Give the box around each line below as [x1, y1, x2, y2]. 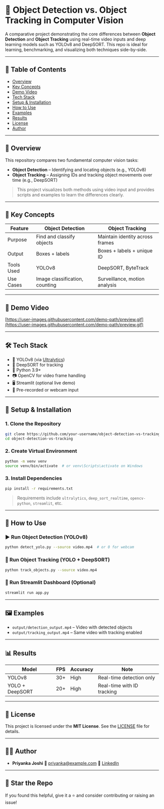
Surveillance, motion [97, 275, 145, 282]
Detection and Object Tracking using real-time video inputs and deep [5, 36, 146, 42]
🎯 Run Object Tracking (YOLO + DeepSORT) [5, 556, 110, 563]
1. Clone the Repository [5, 420, 61, 427]
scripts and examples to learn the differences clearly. [17, 192, 124, 197]
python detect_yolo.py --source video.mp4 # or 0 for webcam [5, 545, 134, 550]
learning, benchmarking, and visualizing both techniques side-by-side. [5, 47, 147, 52]
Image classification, [36, 275, 83, 282]
